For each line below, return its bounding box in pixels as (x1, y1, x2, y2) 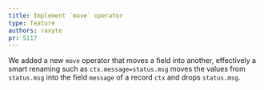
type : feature (8, 19, 56, 27)
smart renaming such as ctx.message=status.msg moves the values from (8, 65, 246, 74)
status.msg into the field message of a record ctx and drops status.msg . (8, 72, 241, 82)
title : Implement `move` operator (8, 11, 124, 20)
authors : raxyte (8, 26, 62, 34)
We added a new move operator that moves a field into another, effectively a (8, 56, 257, 65)
